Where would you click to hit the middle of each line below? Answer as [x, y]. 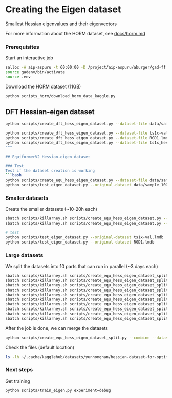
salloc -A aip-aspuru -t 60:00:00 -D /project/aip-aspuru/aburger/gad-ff [86, 68]
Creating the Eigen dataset [63, 9]
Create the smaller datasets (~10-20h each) [51, 209]
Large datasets [24, 255]
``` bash [14, 175]
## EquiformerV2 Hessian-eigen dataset [48, 157]
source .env [18, 77]
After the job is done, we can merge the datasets [57, 328]
